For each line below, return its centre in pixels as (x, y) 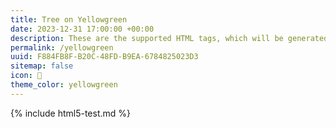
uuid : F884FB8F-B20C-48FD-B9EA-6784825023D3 (104, 57)
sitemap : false (42, 66)
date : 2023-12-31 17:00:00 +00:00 (82, 29)
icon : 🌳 (26, 76)
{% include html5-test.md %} (71, 113)
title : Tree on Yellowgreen (69, 19)
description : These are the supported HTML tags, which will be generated (169, 38)
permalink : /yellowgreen (62, 47)
